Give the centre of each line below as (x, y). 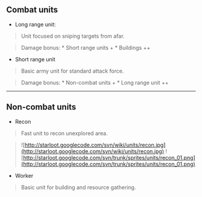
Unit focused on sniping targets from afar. (73, 36)
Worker (24, 175)
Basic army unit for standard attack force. (72, 71)
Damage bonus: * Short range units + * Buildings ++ (85, 47)
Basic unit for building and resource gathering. (78, 187)
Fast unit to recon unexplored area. (64, 133)
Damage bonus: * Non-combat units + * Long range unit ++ (95, 82)
